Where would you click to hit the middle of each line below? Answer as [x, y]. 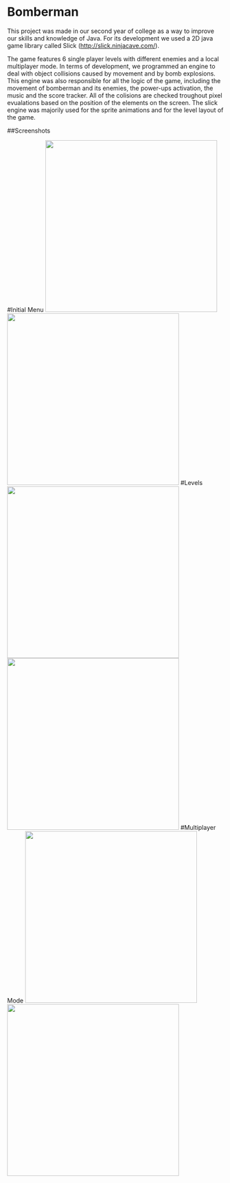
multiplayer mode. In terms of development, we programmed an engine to [111, 66]
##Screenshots [29, 131]
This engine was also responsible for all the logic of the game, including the [114, 80]
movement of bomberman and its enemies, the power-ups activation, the [110, 88]
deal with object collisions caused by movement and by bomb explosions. [112, 74]
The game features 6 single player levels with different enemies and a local [113, 58]
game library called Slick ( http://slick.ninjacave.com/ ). [83, 45]
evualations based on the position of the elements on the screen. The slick [113, 102]
